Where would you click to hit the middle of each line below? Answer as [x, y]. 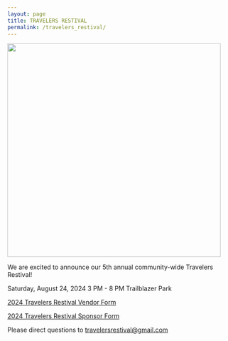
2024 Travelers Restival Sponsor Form [64, 316]
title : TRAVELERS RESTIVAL [47, 21]
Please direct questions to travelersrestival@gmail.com [88, 330]
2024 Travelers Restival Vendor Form [62, 303]
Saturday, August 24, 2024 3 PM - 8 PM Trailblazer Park [89, 288]
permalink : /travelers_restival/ [57, 27]
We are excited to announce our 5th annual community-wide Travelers [110, 267]
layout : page [27, 14]
